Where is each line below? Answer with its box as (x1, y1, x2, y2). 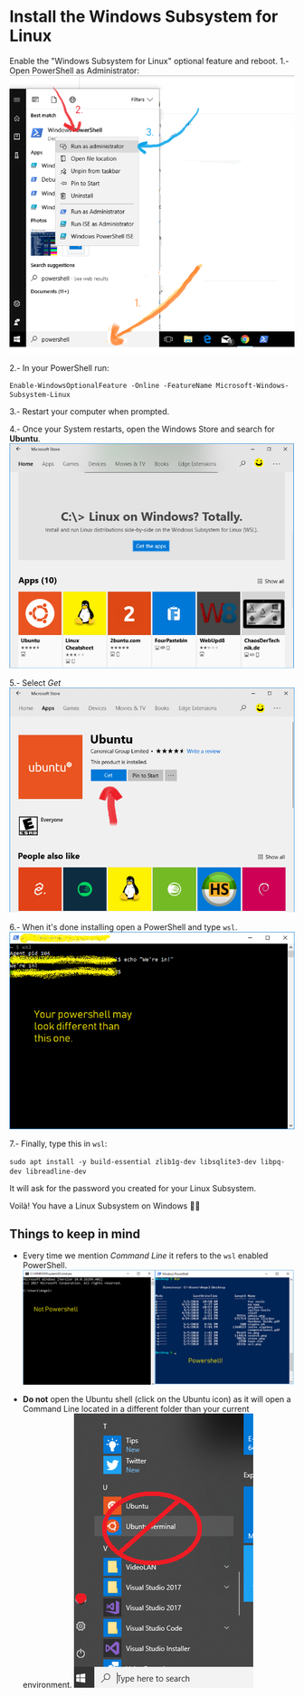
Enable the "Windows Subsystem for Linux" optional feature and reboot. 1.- (9, 55, 290, 66)
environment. (22, 1680, 72, 1691)
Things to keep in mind (9, 1227, 141, 1242)
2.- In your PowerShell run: (9, 363, 110, 374)
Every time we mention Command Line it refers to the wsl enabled (22, 1250, 269, 1261)
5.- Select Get (9, 677, 62, 688)
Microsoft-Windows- (215, 382, 290, 391)
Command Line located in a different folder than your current (22, 1404, 250, 1415)
